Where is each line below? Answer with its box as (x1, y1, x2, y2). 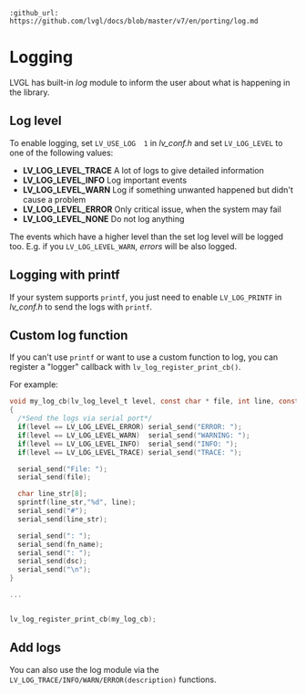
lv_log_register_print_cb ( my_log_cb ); (9, 615, 157, 624)
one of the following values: (9, 147, 114, 158)
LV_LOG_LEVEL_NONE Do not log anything (22, 213, 185, 224)
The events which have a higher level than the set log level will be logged (9, 231, 284, 242)
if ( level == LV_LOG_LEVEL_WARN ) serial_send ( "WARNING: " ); (17, 430, 250, 440)
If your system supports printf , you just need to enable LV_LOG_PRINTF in (9, 291, 282, 302)
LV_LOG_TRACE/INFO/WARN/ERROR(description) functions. (9, 674, 217, 685)
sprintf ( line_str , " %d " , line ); (17, 498, 137, 507)
